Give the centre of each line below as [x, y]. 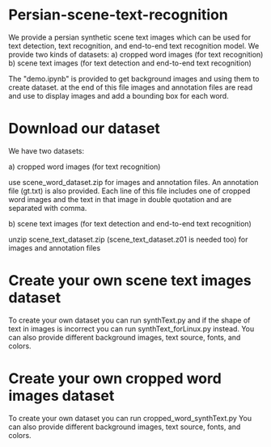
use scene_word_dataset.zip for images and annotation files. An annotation [133, 182]
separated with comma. [48, 208]
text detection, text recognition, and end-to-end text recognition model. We [134, 45]
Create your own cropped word [115, 378]
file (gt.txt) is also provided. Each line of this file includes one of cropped [129, 191]
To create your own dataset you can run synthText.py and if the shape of [129, 320]
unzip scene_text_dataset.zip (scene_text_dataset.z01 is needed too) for [128, 239]
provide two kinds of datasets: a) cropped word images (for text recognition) [136, 54]
